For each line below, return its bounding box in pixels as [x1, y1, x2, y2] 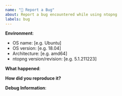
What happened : [5, 65, 41, 71]
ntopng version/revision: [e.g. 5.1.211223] [12, 56, 97, 62]
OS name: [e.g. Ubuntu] [12, 40, 61, 46]
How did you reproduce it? [5, 75, 61, 81]
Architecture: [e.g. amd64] [12, 50, 67, 56]
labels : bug [5, 16, 30, 21]
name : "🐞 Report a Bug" [5, 7, 55, 12]
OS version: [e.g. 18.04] [12, 45, 61, 51]
